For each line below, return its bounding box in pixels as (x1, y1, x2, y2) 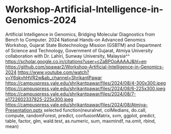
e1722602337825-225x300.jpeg (5, 96, 74, 102)
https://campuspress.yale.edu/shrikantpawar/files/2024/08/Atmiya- (5, 101, 148, 108)
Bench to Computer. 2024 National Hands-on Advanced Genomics (5, 37, 145, 43)
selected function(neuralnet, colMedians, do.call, (43, 107, 147, 113)
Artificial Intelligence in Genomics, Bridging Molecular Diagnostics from (5, 31, 155, 37)
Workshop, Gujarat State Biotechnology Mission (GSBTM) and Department (5, 42, 162, 48)
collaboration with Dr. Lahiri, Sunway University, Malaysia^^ (5, 52, 130, 59)
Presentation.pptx (5, 107, 43, 113)
